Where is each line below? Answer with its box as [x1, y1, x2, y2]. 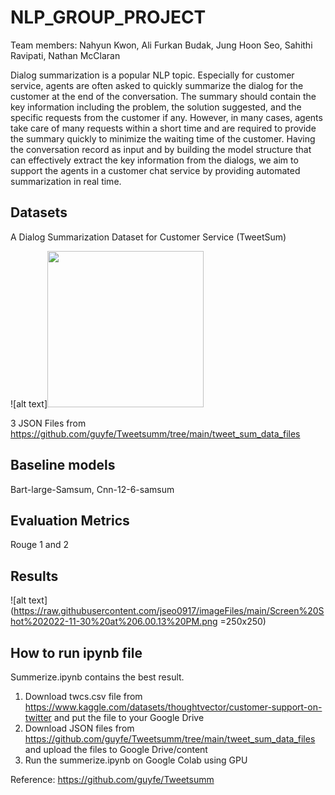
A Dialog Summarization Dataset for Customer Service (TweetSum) [10, 231, 287, 243]
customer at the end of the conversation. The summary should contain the [10, 90, 317, 102]
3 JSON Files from [10, 417, 87, 429]
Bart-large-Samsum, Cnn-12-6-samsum [10, 483, 175, 495]
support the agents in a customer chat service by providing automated [10, 164, 301, 176]
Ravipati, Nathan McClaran [10, 49, 121, 61]
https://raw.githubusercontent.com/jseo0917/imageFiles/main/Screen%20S [13, 605, 325, 617]
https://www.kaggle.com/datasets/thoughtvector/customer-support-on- [24, 701, 323, 713]
